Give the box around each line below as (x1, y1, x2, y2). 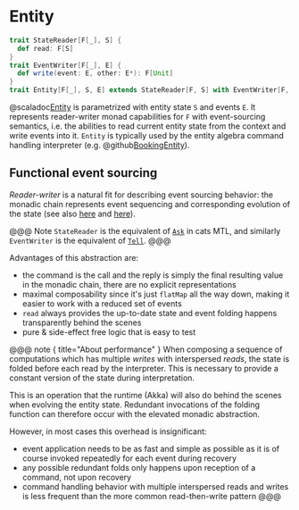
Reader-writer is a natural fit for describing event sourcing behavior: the (9, 189, 274, 200)
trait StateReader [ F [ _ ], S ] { (9, 36, 122, 45)
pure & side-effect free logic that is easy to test (21, 326, 196, 337)
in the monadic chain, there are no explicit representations (21, 279, 237, 289)
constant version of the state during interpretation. (9, 372, 195, 383)
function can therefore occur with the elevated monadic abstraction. (9, 408, 261, 419)
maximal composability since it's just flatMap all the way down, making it (21, 288, 290, 299)
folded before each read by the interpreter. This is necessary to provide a (9, 363, 279, 373)
